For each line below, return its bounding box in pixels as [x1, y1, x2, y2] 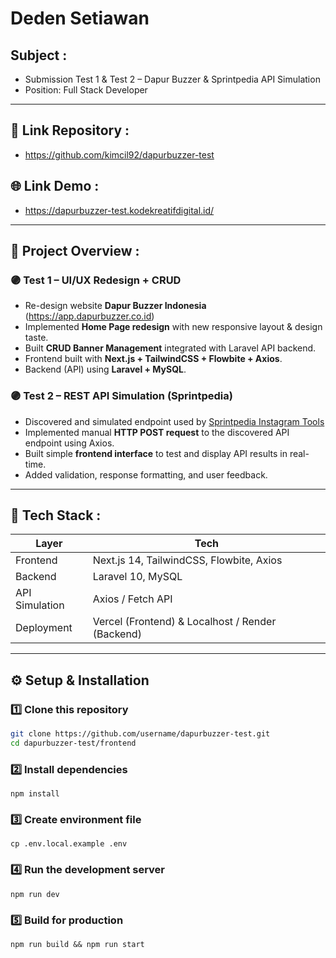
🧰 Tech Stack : [10, 507, 102, 524]
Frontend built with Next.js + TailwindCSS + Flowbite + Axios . [24, 353, 283, 365]
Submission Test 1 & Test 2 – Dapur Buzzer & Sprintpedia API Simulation [24, 73, 321, 85]
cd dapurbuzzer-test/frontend [10, 738, 137, 748]
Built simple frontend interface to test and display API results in [24, 447, 288, 459]
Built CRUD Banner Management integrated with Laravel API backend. [24, 342, 317, 354]
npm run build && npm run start [10, 940, 145, 950]
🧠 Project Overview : [10, 243, 140, 260]
